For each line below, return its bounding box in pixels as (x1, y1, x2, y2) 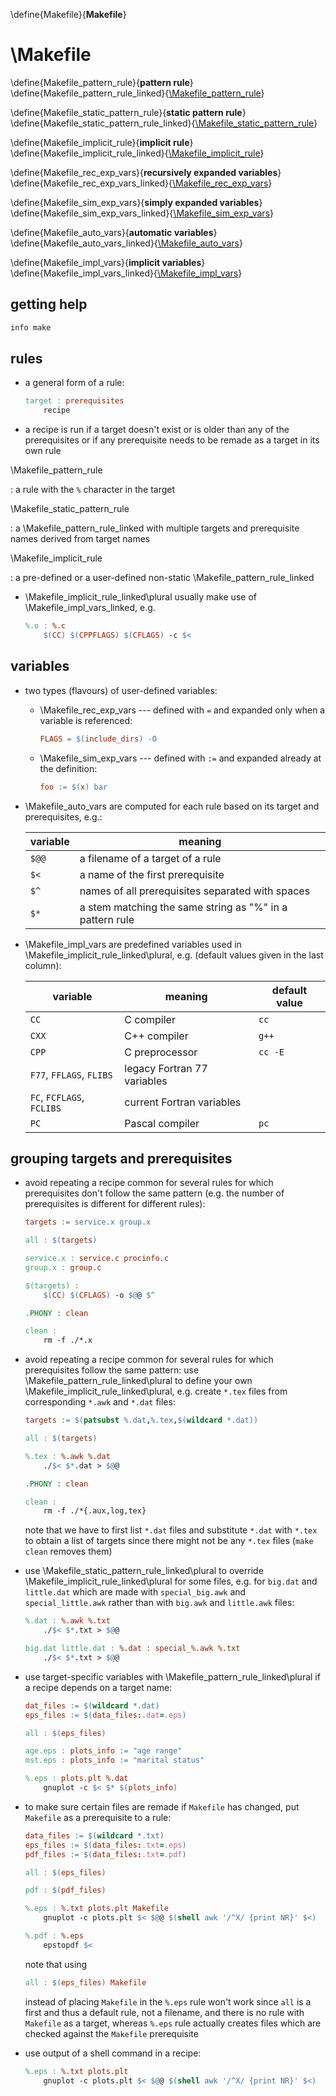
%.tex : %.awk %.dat (24, 1451, 111, 1461)
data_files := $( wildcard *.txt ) (24, 1830, 165, 1841)
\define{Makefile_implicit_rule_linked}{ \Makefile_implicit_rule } (10, 147, 265, 159)
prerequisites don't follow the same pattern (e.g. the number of (24, 1187, 285, 1199)
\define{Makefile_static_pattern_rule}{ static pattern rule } (10, 106, 247, 118)
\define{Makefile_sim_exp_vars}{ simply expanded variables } (10, 196, 263, 208)
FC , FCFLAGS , (29, 1090, 85, 1104)
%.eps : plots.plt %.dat (24, 1774, 129, 1784)
